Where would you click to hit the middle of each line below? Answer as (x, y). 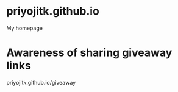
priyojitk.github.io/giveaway (41, 82)
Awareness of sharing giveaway (89, 53)
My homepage (24, 28)
